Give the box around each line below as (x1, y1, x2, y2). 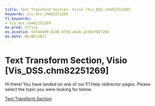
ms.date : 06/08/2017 (5, 34, 47, 39)
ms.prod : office (5, 25, 38, 30)
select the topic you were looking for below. (5, 86, 93, 92)
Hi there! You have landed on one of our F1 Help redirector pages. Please (5, 81, 151, 87)
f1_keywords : (5, 16, 31, 21)
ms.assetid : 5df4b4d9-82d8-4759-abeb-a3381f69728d (5, 30, 109, 34)
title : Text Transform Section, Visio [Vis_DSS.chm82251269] (5, 7, 131, 12)
